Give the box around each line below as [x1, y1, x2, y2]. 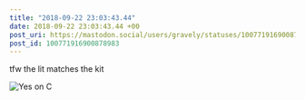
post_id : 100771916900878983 [9, 38, 120, 48]
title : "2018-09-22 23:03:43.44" [9, 13, 136, 23]
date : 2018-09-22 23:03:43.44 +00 [9, 22, 141, 31]
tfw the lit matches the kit [9, 64, 104, 75]
